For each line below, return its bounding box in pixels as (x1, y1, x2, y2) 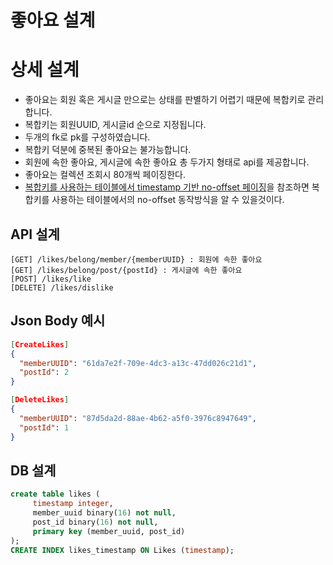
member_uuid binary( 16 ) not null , (32, 508, 177, 518)
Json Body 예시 (10, 312, 106, 330)
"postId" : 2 (19, 367, 70, 378)
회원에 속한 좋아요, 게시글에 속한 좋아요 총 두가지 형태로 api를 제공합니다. (24, 156, 310, 168)
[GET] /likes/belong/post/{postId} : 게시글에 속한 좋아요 (10, 265, 243, 275)
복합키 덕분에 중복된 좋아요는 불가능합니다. (24, 144, 192, 156)
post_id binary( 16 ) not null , (32, 517, 159, 527)
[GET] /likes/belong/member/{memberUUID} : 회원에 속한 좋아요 (10, 254, 263, 265)
